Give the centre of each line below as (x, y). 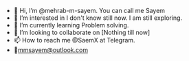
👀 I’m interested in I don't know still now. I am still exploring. (98, 18)
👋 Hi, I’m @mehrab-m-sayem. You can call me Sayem (89, 11)
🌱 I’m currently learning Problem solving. (71, 25)
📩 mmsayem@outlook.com (51, 50)
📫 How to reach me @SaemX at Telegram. (74, 40)
